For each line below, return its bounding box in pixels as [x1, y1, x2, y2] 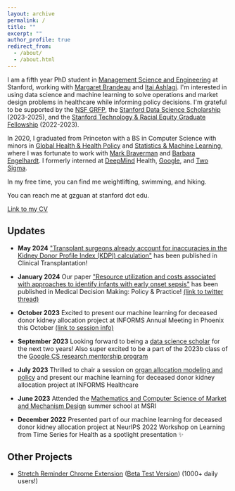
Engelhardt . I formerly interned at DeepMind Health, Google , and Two [7, 156, 209, 165]
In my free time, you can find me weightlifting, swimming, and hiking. [7, 177, 207, 186]
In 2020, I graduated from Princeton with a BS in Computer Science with [7, 134, 217, 142]
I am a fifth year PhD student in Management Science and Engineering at [7, 75, 218, 84]
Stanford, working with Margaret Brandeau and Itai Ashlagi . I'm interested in [7, 82, 227, 91]
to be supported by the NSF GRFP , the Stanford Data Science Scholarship [7, 105, 221, 113]
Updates [7, 225, 46, 237]
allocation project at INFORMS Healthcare [17, 381, 139, 389]
